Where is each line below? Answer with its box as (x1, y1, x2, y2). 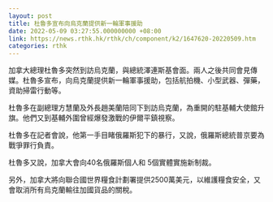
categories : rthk (8, 42, 67, 50)
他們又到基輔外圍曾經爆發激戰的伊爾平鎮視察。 (22, 113, 180, 122)
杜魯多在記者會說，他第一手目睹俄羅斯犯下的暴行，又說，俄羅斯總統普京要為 (8, 131, 265, 140)
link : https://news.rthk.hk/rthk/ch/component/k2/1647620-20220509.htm (8, 34, 256, 43)
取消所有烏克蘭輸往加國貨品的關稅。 (15, 185, 136, 195)
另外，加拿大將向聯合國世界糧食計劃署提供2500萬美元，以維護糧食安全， (8, 175, 254, 185)
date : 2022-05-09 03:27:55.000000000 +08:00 (8, 27, 162, 35)
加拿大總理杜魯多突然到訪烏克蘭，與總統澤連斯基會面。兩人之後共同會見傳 (8, 66, 258, 75)
